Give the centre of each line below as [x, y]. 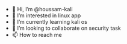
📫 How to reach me [37, 35]
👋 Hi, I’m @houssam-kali [42, 9]
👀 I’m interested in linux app [46, 15]
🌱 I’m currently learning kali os [49, 22]
